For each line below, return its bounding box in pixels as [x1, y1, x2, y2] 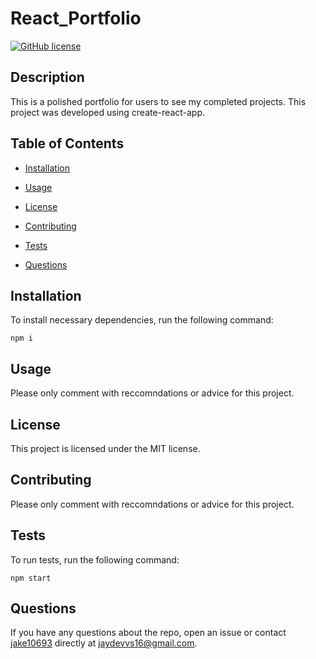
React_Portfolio [10, 7, 142, 30]
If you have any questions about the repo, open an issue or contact [10, 627, 287, 639]
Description [10, 69, 85, 86]
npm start [10, 573, 52, 583]
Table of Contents [10, 135, 125, 152]
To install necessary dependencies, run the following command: [10, 314, 274, 326]
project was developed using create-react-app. [10, 106, 206, 118]
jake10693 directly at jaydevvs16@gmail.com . [10, 637, 198, 649]
